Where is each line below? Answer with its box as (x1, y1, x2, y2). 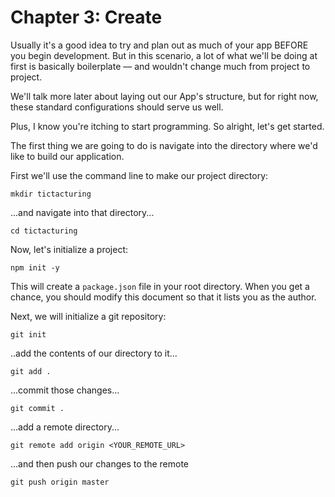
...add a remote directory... (10, 421, 120, 433)
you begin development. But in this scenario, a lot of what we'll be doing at (10, 49, 318, 61)
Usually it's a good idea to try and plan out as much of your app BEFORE (10, 39, 309, 51)
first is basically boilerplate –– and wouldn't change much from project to (10, 60, 311, 72)
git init (10, 329, 47, 340)
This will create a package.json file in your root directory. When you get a (10, 280, 310, 292)
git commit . (10, 403, 65, 413)
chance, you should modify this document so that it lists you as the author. (10, 291, 317, 303)
